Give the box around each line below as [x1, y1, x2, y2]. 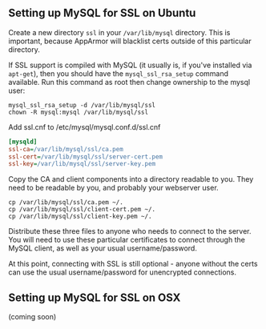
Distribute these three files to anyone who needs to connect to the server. [8, 227, 252, 236]
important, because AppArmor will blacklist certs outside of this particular [8, 36, 252, 46]
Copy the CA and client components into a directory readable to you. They [8, 175, 254, 184]
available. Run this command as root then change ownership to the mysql [8, 77, 251, 86]
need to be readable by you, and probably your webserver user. [8, 183, 219, 193]
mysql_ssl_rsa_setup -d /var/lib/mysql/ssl [8, 101, 156, 109]
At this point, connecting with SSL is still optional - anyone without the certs [8, 259, 258, 269]
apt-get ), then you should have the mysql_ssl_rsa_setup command [8, 68, 229, 78]
